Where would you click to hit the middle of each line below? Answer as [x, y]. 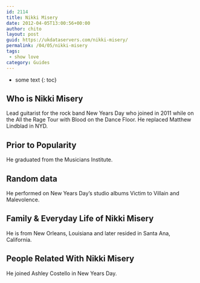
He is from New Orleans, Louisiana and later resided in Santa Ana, [88, 233]
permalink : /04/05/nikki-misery [47, 46]
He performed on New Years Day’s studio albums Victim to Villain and [93, 193]
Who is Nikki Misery [45, 98]
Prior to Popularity [41, 145]
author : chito [24, 29]
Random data [32, 179]
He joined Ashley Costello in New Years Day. [62, 273]
